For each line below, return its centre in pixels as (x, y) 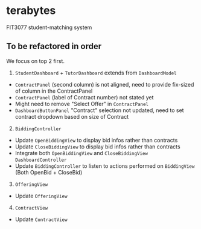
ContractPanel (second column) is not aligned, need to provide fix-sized (104, 84)
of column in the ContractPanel (54, 91)
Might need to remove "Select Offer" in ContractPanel (82, 104)
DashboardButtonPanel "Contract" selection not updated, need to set (99, 110)
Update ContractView (41, 219)
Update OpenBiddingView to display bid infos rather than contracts (96, 140)
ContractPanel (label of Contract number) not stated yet (84, 97)
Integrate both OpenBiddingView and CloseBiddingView (81, 153)
